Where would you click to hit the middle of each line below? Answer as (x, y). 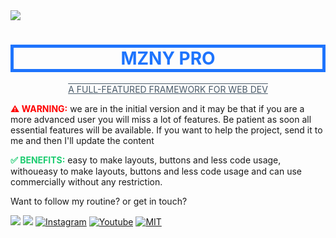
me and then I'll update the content (82, 140)
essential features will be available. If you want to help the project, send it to (166, 130)
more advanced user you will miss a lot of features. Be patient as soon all (161, 119)
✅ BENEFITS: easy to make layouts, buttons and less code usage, (146, 160)
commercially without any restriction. (86, 181)
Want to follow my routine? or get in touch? (99, 201)
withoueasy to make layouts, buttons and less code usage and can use (156, 171)
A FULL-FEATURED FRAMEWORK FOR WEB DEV (168, 89)
